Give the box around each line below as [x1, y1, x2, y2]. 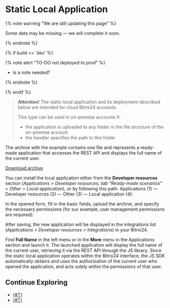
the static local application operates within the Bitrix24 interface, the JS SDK [5, 252, 165, 259]
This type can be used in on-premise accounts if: [17, 114, 121, 120]
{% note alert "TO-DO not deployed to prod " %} [5, 59, 106, 65]
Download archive [5, 165, 43, 171]
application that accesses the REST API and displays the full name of [18, 149, 162, 156]
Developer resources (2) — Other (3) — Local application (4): [5, 191, 133, 197]
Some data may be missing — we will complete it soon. [5, 30, 121, 36]
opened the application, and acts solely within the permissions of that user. [5, 263, 162, 269]
